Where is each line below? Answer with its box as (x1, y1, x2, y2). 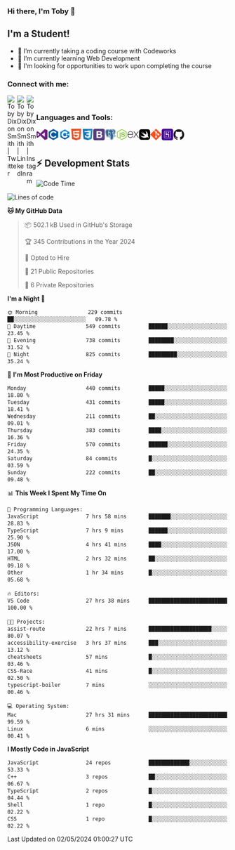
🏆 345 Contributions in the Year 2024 (24, 237, 135, 246)
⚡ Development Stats (36, 157, 130, 169)
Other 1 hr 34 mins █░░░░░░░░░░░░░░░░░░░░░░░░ (7, 569, 228, 577)
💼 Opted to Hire (24, 254, 70, 262)
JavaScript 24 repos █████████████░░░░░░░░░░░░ (7, 759, 228, 766)
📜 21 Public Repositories (24, 267, 95, 276)
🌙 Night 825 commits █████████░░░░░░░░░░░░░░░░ (7, 351, 228, 358)
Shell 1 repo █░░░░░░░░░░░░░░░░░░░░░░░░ (7, 802, 228, 809)
